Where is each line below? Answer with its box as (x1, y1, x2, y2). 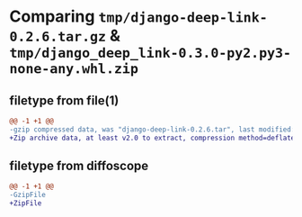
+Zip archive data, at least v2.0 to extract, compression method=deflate (9, 133, 296, 142)
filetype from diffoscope (9, 158, 149, 174)
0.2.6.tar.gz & (9, 25, 121, 46)
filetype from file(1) (9, 93, 120, 108)
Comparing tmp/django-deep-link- (9, 6, 268, 27)
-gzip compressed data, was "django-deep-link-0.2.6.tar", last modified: (9, 124, 296, 134)
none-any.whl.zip (9, 60, 139, 77)
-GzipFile (9, 191, 47, 200)
